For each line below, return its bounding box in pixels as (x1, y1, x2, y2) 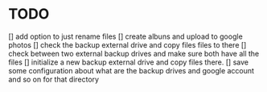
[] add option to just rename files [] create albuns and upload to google (8, 31, 243, 41)
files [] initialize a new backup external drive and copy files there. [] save (8, 57, 249, 67)
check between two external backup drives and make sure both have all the (8, 48, 260, 58)
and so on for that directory (8, 74, 99, 84)
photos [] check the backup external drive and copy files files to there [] (8, 40, 247, 49)
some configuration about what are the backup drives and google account (8, 65, 255, 75)
